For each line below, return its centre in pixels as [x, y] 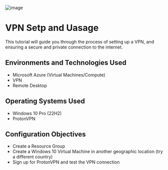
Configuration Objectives [46, 134]
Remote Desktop [30, 85]
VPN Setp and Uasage [52, 28]
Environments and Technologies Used [66, 63]
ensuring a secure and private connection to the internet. [64, 47]
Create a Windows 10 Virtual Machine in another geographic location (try [88, 151]
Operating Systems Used [45, 101]
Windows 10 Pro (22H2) [37, 113]
